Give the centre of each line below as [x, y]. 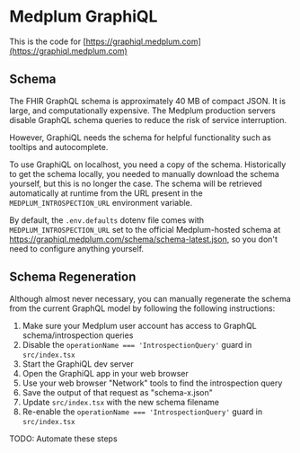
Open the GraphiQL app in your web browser [105, 373]
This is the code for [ [48, 41]
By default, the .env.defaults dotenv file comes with [107, 220]
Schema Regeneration [73, 277]
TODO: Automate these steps [64, 439]
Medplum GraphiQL [84, 17]
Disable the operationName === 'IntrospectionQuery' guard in [137, 344]
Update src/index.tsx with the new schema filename [121, 402]
